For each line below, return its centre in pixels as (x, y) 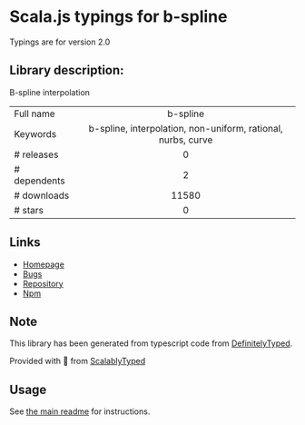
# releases (36, 154)
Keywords (35, 133)
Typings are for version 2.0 (60, 42)
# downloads (42, 195)
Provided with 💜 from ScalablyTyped (78, 361)
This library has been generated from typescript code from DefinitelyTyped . (151, 343)
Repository (43, 283)
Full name (35, 114)
